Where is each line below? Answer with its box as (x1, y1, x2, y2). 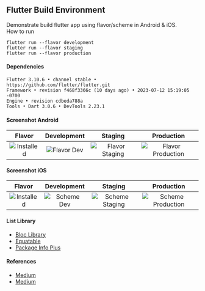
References (6, 258, 37, 265)
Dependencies (6, 63, 45, 70)
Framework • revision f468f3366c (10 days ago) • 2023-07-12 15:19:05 (6, 87, 190, 94)
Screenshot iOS (6, 166, 47, 174)
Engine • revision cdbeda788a (6, 98, 84, 105)
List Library (6, 217, 36, 225)
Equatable (15, 237, 41, 245)
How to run (6, 28, 35, 35)
